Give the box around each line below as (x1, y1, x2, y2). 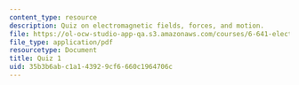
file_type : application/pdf (9, 37, 114, 47)
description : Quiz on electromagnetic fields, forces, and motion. (9, 21, 265, 30)
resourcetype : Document (9, 46, 98, 55)
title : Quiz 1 (9, 54, 62, 63)
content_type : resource (9, 12, 98, 22)
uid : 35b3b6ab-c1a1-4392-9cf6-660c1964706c (9, 63, 174, 72)
